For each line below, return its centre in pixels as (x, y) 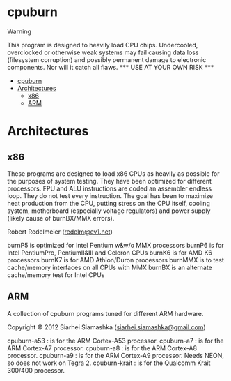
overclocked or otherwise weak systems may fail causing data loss (103, 52)
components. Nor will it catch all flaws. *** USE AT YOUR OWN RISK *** (111, 67)
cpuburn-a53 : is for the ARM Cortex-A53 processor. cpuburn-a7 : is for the (115, 341)
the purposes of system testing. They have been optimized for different (110, 181)
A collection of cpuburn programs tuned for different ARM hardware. (105, 313)
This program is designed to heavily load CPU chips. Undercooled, (103, 45)
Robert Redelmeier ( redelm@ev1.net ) (60, 232)
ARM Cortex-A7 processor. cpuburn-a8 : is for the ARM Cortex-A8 (102, 348)
